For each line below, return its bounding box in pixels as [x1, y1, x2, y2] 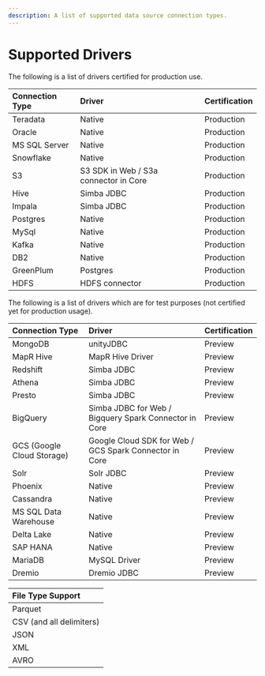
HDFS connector [80, 277, 142, 288]
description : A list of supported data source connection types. [8, 11, 227, 20]
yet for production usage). [8, 306, 93, 316]
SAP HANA [12, 542, 53, 553]
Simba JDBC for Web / [88, 402, 172, 413]
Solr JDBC [88, 468, 127, 479]
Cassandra [12, 493, 53, 504]
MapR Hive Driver [88, 351, 154, 362]
